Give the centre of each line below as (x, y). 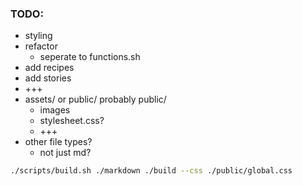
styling (38, 36)
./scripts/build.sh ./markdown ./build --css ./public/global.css (151, 171)
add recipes (49, 68)
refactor (41, 46)
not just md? (65, 153)
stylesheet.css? (72, 121)
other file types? (58, 142)
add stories (48, 78)
